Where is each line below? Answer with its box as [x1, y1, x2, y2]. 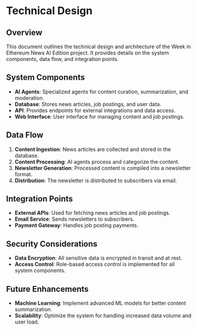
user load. [14, 318, 39, 325]
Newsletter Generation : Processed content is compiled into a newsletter [14, 164, 191, 171]
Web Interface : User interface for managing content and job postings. [14, 113, 185, 120]
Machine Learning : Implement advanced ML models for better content [14, 299, 186, 307]
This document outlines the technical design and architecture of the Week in [6, 43, 191, 50]
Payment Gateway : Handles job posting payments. [14, 222, 139, 229]
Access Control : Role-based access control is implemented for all [14, 261, 175, 268]
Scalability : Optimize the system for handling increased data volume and [14, 312, 192, 319]
